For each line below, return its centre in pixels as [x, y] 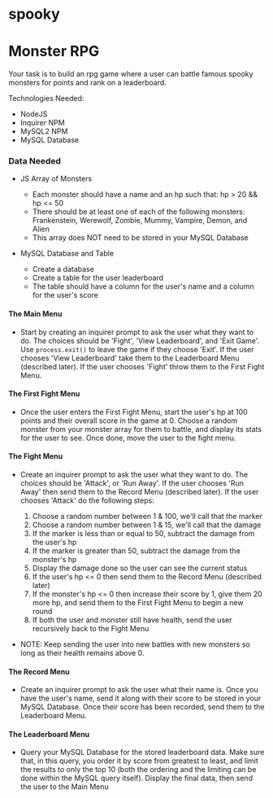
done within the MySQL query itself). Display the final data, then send [136, 778]
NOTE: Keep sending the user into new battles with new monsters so [135, 644]
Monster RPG [54, 52]
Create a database [63, 269]
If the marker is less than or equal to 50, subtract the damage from [143, 534]
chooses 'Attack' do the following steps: [87, 500]
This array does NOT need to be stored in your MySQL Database [141, 238]
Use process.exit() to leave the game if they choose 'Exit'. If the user [137, 349]
